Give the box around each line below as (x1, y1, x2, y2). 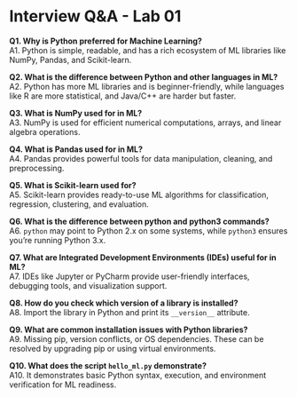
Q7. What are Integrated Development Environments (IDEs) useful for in (9, 251, 277, 263)
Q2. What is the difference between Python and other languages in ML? (9, 71, 278, 82)
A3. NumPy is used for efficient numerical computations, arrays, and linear (9, 117, 282, 128)
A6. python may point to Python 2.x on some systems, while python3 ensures (9, 225, 288, 236)
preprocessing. (9, 163, 65, 173)
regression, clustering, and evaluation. (9, 198, 149, 210)
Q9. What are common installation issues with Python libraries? (9, 324, 248, 335)
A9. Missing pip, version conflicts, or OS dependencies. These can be (9, 333, 264, 344)
